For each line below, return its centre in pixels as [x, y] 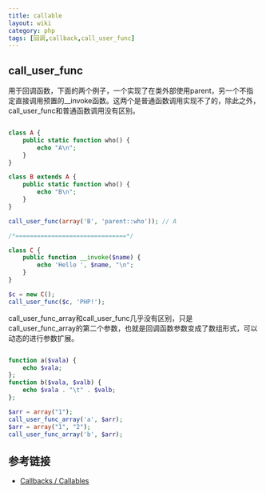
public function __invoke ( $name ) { [82, 258]
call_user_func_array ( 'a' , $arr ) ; [66, 419]
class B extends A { [43, 177]
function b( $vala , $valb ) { [55, 383]
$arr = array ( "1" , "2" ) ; [50, 427]
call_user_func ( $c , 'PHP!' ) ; [57, 302]
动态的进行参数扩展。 [43, 338]
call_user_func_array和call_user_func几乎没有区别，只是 [101, 318]
